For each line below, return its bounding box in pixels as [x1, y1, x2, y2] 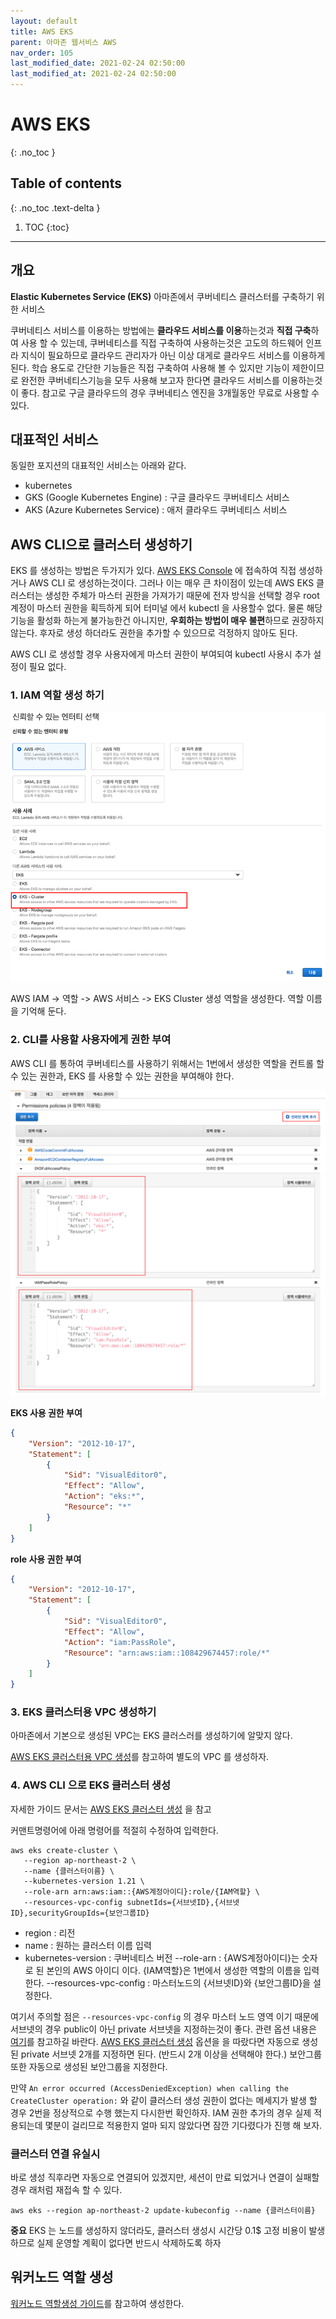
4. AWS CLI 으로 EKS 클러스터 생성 [10, 1778, 171, 1792]
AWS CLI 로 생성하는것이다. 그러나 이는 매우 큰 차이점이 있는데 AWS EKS [28, 577, 315, 589]
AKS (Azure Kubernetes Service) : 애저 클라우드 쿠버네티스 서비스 [24, 504, 288, 516]
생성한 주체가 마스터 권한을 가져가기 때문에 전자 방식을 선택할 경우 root [44, 590, 320, 602]
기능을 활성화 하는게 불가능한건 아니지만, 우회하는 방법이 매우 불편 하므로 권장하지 [10, 615, 325, 627]
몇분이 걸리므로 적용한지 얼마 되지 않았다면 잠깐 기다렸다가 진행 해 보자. [44, 2119, 323, 2131]
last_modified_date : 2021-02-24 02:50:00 [10, 58, 186, 69]
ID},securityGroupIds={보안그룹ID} [10, 1908, 150, 1918]
